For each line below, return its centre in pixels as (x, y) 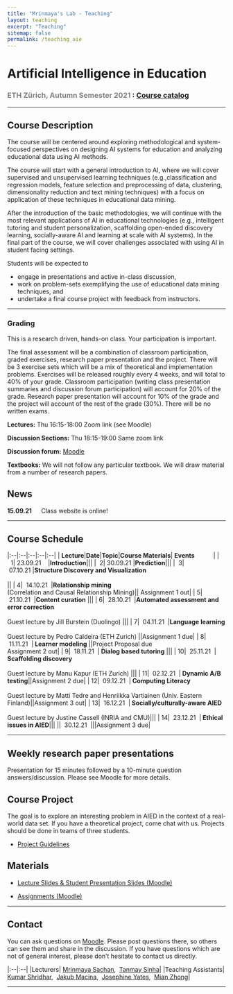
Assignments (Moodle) (50, 896)
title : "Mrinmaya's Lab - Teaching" (60, 14)
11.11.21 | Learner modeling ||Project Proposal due (80, 644)
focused (19, 149)
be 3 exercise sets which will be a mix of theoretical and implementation (110, 367)
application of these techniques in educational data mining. (92, 200)
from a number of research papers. (57, 472)
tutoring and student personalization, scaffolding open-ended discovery (110, 228)
